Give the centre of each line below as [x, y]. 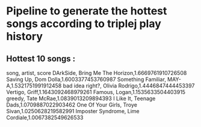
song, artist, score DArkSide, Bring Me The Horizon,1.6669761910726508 [97, 73]
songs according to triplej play [84, 24]
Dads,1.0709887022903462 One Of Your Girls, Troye [72, 105]
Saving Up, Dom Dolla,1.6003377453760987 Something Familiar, [86, 79]
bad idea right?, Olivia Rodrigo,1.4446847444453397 [129, 86]
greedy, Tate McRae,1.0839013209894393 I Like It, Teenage [81, 98]
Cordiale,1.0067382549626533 [45, 117]
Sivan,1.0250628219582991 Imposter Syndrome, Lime [73, 111]
